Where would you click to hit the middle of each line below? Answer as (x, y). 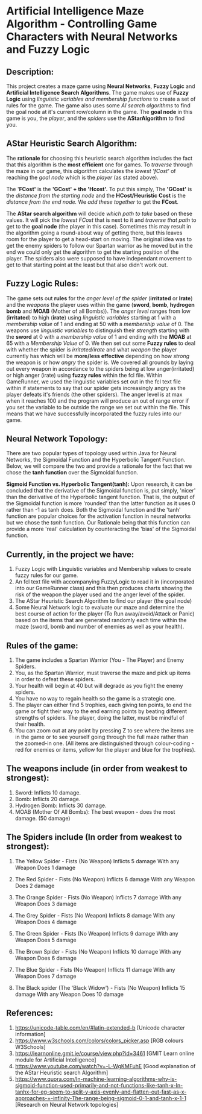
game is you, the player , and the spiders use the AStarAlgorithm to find (96, 118)
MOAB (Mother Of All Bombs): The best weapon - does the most (95, 811)
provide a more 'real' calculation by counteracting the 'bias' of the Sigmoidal (101, 529)
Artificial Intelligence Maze (75, 11)
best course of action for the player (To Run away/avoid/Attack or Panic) (105, 614)
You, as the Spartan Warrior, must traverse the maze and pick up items (103, 673)
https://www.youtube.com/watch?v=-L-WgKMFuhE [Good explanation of (105, 1066)
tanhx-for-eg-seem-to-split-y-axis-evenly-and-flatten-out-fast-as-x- (101, 1092)
